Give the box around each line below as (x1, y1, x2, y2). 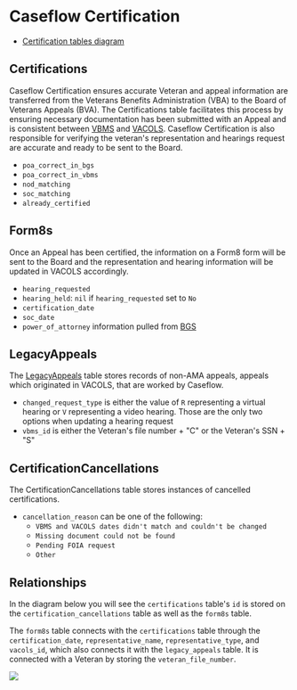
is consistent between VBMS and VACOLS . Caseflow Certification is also (9, 123, 276, 134)
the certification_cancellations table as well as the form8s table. (9, 608, 252, 619)
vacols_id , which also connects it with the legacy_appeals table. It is (9, 645, 260, 654)
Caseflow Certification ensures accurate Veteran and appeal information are (9, 85, 289, 95)
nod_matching (21, 180, 71, 189)
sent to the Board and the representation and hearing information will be (9, 256, 274, 267)
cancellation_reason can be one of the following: (21, 511, 203, 522)
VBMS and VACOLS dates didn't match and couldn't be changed (35, 522, 267, 531)
